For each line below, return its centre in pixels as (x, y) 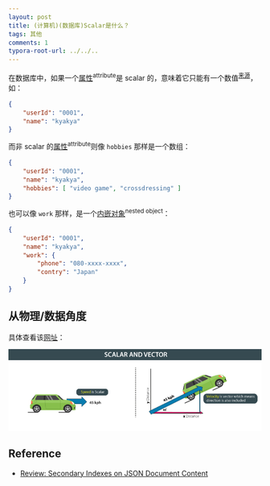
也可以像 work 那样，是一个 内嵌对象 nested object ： (89, 212)
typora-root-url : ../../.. (53, 51)
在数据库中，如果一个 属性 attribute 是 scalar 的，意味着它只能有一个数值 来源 (129, 77)
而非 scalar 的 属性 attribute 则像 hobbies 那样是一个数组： (99, 145)
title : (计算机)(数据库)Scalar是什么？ (69, 25)
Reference (35, 454)
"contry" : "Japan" (68, 272)
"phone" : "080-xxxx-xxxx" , (82, 264)
